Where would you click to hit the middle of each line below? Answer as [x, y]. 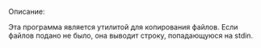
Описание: [27, 12]
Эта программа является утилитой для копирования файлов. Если [123, 27]
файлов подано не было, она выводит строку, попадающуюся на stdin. [130, 36]
